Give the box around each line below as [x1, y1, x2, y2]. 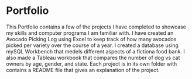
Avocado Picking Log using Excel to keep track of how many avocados [6, 35, 177, 42]
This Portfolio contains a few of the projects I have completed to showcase [6, 23, 186, 30]
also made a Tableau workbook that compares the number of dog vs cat [6, 54, 180, 61]
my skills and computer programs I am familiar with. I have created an [6, 29, 174, 36]
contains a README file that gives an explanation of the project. [6, 66, 160, 73]
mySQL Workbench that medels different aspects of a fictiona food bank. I [6, 48, 186, 55]
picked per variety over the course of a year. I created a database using [6, 42, 179, 49]
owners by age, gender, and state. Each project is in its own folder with [6, 60, 177, 67]
